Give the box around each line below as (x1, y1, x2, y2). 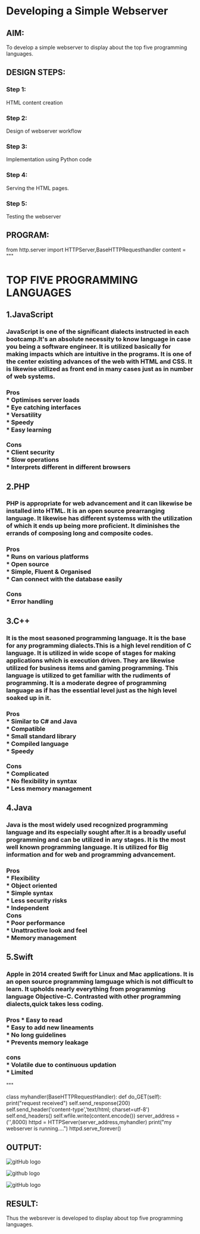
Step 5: (6, 199, 28, 207)
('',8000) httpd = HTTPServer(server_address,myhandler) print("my (6, 1119, 172, 1126)
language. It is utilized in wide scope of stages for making (6, 649, 176, 657)
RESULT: (6, 1199, 39, 1209)
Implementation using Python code (6, 156, 92, 163)
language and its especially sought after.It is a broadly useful (6, 828, 186, 836)
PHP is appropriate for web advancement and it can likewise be (6, 499, 192, 508)
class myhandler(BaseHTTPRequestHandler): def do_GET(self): (6, 1093, 162, 1100)
